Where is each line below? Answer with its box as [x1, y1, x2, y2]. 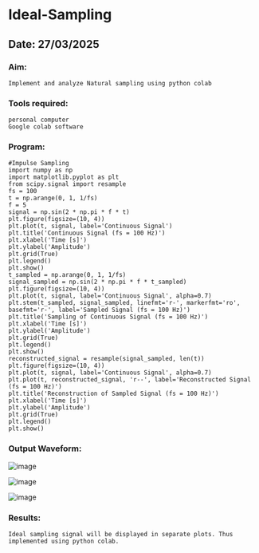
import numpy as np [8, 166, 73, 175]
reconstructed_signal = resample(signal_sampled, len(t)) [8, 355, 205, 363]
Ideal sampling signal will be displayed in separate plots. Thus [8, 531, 233, 539]
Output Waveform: [8, 443, 82, 454]
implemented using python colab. [8, 537, 120, 546]
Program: [8, 141, 45, 152]
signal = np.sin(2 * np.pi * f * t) [8, 208, 130, 216]
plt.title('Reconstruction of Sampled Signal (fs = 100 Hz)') [8, 389, 219, 398]
